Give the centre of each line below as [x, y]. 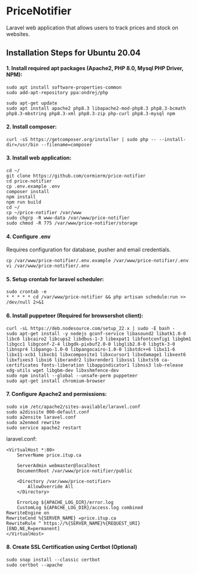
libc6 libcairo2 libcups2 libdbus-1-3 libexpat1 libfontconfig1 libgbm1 [99, 339]
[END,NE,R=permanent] [33, 528]
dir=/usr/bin [22, 145]
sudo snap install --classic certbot [53, 560]
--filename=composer [67, 145]
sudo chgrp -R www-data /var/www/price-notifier [68, 218]
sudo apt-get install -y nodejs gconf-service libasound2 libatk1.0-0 [96, 333]
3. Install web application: [39, 158]
